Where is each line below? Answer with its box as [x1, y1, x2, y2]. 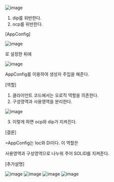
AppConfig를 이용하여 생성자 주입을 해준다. [5, 71, 89, 77]
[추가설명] [5, 161, 25, 167]
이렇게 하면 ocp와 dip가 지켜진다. [12, 119, 77, 124]
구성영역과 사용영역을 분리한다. [12, 98, 73, 104]
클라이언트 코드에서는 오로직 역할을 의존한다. [12, 92, 99, 98]
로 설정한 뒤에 [5, 51, 32, 57]
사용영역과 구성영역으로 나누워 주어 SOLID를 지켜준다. [5, 151, 110, 156]
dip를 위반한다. [12, 15, 42, 21]
